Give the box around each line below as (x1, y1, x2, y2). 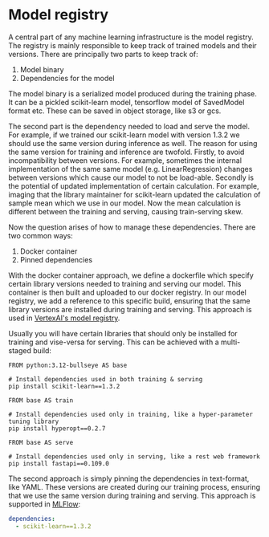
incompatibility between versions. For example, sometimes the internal (8, 155, 243, 165)
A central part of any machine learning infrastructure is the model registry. (8, 32, 255, 42)
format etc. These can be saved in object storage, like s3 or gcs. (8, 106, 222, 116)
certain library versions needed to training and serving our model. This (8, 279, 242, 288)
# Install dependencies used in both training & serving (8, 375, 203, 383)
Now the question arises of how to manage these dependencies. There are (8, 222, 256, 232)
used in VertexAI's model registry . (8, 313, 120, 323)
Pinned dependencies (19, 254, 93, 264)
